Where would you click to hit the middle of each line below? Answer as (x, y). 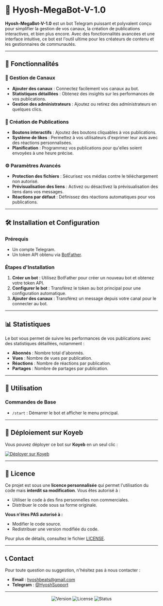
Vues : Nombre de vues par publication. (52, 358)
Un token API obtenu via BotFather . (47, 255)
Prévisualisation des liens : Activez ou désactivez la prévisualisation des (85, 186)
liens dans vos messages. (38, 192)
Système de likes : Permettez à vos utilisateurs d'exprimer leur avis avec (85, 137)
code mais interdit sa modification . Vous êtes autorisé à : (63, 491)
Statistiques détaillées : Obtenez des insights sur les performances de (83, 93)
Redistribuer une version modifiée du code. (55, 529)
